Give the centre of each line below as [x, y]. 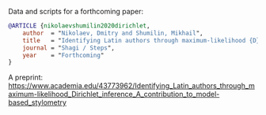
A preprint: [26, 77]
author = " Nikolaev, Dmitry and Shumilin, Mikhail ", [113, 33]
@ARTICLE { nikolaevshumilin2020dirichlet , [79, 26]
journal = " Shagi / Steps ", [68, 48]
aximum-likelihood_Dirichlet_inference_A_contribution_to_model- [114, 95]
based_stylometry [38, 102]
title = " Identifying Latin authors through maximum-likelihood [134, 40]
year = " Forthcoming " [63, 55]
